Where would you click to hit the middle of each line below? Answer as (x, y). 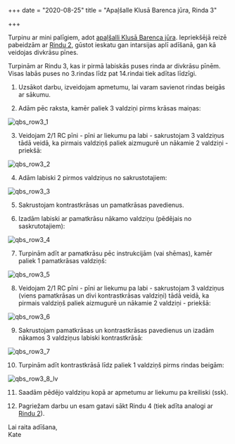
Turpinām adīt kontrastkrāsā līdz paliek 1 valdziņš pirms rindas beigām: (121, 365)
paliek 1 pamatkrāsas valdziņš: (62, 261)
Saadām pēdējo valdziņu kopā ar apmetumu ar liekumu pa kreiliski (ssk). (123, 392)
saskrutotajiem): (42, 226)
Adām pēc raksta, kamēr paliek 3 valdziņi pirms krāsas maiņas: (109, 108)
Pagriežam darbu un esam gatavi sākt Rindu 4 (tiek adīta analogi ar (115, 406)
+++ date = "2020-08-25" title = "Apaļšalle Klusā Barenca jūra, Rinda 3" (113, 10)
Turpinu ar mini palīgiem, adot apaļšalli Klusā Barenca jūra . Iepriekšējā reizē (118, 37)
